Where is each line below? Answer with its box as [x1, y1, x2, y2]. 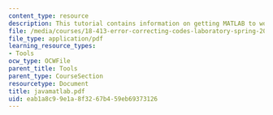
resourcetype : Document [8, 79, 89, 87]
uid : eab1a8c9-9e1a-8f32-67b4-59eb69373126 [8, 95, 158, 103]
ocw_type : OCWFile [8, 57, 71, 66]
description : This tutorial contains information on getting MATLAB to [8, 19, 256, 28]
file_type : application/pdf [8, 34, 104, 43]
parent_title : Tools [8, 65, 79, 73]
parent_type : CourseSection [8, 72, 104, 80]
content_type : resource [8, 11, 89, 20]
